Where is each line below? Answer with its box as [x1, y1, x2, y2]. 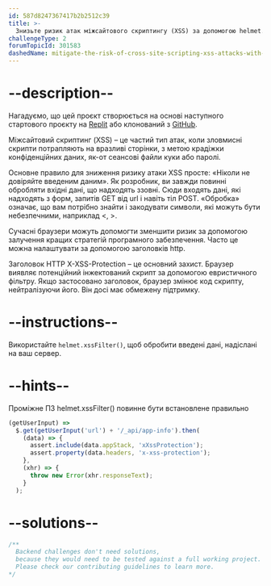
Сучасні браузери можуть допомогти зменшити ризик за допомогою [8, 226, 248, 236]
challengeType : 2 [8, 34, 67, 43]
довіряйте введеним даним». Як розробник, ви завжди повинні [8, 176, 227, 186]
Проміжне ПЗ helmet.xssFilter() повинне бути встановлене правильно [8, 403, 249, 412]
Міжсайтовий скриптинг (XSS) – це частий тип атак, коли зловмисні [8, 135, 243, 144]
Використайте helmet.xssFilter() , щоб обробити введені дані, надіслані [8, 340, 257, 350]
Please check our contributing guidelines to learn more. [15, 563, 215, 571]
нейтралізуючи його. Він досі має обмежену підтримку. [8, 284, 200, 295]
